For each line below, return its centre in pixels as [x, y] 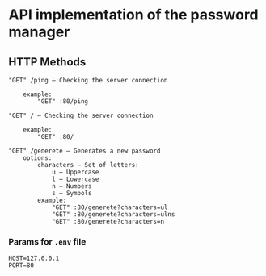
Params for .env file [47, 241]
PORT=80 [21, 266]
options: [38, 158]
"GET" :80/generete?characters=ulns [113, 215]
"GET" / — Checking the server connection [81, 115]
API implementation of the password [133, 15]
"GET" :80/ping [63, 102]
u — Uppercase [75, 172]
